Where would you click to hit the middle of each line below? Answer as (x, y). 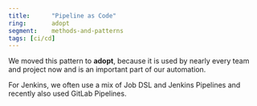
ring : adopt (39, 23)
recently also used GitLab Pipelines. (67, 94)
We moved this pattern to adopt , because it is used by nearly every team (129, 61)
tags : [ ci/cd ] (32, 38)
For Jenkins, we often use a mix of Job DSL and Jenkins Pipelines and (124, 85)
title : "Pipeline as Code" (62, 16)
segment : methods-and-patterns (66, 31)
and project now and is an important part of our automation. (107, 70)
